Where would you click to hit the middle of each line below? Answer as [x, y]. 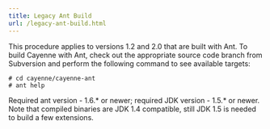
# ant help [27, 85]
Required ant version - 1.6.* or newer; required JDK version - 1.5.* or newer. [134, 100]
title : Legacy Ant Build [50, 16]
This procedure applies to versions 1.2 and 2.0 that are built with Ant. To [128, 46]
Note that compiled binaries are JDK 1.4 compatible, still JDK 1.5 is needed [133, 109]
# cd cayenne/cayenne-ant [52, 78]
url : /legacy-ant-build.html [57, 23]
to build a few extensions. [51, 117]
